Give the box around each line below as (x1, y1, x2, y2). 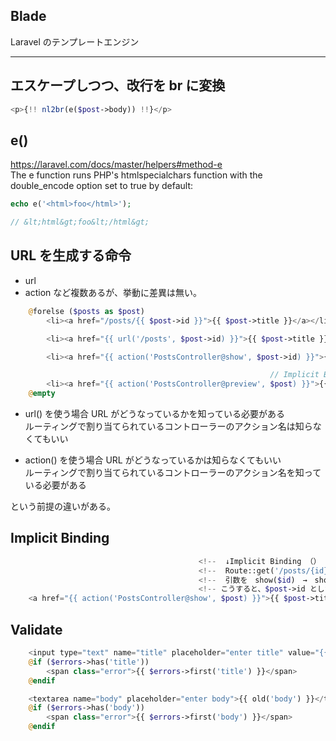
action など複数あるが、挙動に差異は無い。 (24, 286, 202, 298)
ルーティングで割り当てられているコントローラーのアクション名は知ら (24, 420, 313, 432)
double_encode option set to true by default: (10, 180, 194, 192)
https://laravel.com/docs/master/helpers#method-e (10, 159, 223, 171)
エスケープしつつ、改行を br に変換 (10, 77, 226, 94)
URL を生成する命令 (10, 247, 132, 264)
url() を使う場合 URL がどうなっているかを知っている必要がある (24, 408, 285, 419)
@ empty (28, 389, 56, 399)
